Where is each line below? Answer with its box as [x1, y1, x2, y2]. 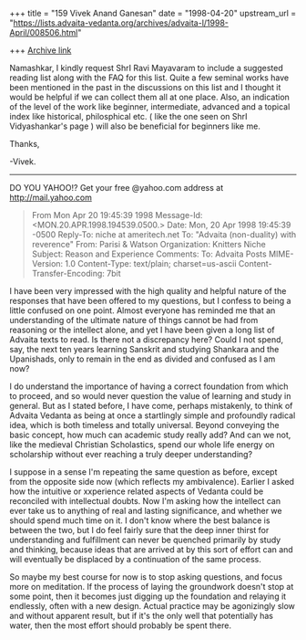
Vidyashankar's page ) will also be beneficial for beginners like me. [9, 121, 261, 131]
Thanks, [9, 139, 40, 149]
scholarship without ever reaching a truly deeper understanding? [9, 449, 253, 459]
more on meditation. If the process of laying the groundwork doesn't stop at [9, 582, 294, 592]
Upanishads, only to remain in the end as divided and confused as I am [9, 353, 276, 364]
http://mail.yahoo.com [9, 192, 93, 203]
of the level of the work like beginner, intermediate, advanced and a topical [9, 101, 291, 112]
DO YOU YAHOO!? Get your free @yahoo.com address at [9, 183, 224, 193]
